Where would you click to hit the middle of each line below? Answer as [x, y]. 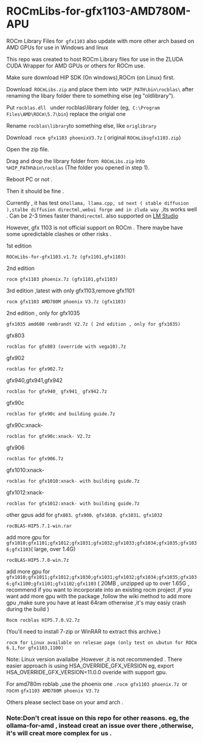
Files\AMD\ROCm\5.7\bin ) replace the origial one [66, 114]
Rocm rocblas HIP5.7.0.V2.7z [43, 620]
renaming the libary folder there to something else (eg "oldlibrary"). [91, 95]
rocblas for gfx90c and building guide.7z [61, 414]
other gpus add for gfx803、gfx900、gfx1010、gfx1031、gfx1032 [84, 514]
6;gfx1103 [19, 549]
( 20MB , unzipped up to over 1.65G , [143, 583]
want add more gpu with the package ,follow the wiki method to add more [99, 596]
